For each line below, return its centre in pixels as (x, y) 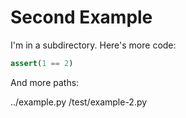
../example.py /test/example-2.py (79, 102)
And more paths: (45, 82)
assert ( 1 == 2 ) (42, 63)
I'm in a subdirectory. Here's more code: (93, 45)
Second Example (81, 17)
